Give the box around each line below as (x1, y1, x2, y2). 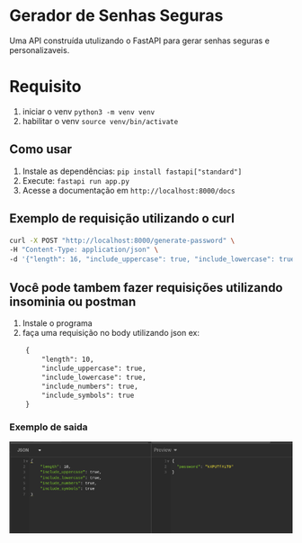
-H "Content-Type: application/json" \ (9, 245, 159, 255)
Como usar (9, 141, 73, 158)
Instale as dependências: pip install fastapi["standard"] (22, 166, 243, 176)
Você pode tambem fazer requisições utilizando (9, 280, 283, 295)
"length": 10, (41, 355, 94, 364)
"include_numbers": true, (41, 382, 139, 391)
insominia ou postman (9, 294, 137, 309)
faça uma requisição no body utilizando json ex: (22, 327, 200, 338)
